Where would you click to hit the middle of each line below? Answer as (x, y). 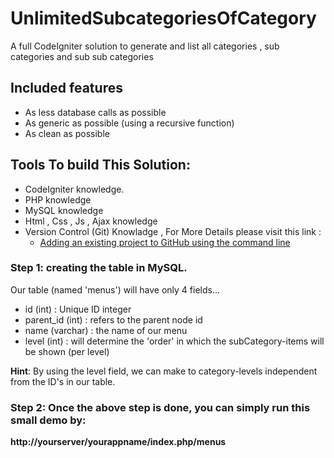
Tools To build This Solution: (100, 165)
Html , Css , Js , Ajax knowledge (91, 221)
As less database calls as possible (95, 112)
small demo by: (48, 420)
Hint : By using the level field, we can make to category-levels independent (164, 371)
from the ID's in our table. (63, 381)
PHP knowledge (58, 199)
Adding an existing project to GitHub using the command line (165, 242)
